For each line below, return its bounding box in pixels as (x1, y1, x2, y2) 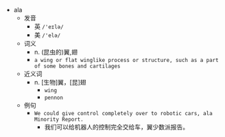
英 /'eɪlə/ (34, 22, 64, 30)
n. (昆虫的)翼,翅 (34, 48, 78, 56)
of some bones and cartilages (34, 63, 121, 70)
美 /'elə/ (34, 31, 61, 39)
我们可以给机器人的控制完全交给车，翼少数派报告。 (44, 123, 189, 131)
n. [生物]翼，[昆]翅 (34, 78, 87, 86)
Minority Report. (34, 116, 84, 123)
